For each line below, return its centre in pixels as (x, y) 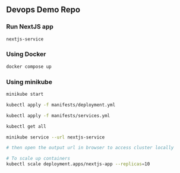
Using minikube (29, 81)
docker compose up (29, 67)
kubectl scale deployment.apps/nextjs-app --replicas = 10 (78, 164)
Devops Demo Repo (43, 10)
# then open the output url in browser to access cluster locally (90, 148)
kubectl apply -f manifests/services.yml (58, 115)
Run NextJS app (30, 27)
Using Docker (26, 54)
